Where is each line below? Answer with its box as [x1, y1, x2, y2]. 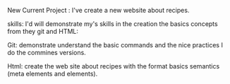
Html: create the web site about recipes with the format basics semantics [7, 62, 220, 70]
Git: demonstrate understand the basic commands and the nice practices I [7, 41, 224, 49]
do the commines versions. [7, 49, 86, 56]
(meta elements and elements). [7, 70, 98, 78]
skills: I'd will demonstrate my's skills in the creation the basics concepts [7, 20, 218, 28]
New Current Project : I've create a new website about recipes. [7, 6, 190, 14]
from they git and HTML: [7, 28, 79, 35]
